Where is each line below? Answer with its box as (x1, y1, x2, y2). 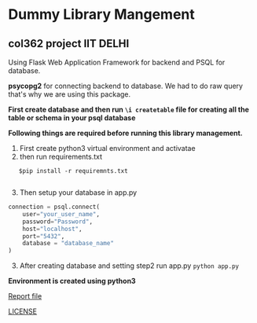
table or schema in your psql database (8, 113, 136, 123)
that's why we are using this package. (8, 90, 131, 99)
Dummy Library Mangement (8, 6, 195, 24)
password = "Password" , (22, 218, 93, 226)
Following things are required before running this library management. (8, 128, 244, 138)
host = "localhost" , (22, 225, 83, 233)
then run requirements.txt (19, 152, 103, 161)
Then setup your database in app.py (19, 188, 138, 197)
